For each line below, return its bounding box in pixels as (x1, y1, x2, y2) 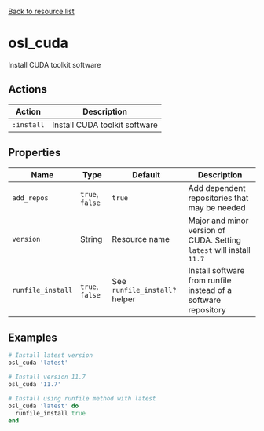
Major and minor (188, 215, 249, 226)
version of (188, 225, 225, 236)
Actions (8, 82, 47, 97)
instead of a (188, 284, 232, 295)
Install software (188, 265, 245, 276)
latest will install (188, 244, 251, 255)
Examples (8, 331, 57, 344)
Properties (8, 146, 61, 159)
